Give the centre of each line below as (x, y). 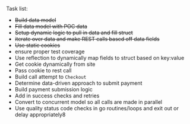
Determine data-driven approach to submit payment (78, 83)
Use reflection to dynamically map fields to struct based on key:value (99, 58)
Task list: (17, 9)
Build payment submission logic (54, 89)
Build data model (35, 20)
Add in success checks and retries (57, 96)
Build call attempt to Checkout (50, 77)
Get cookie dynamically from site (55, 64)
